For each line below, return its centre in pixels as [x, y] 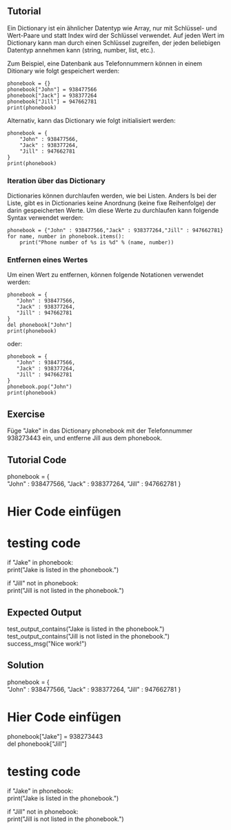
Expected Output [44, 612]
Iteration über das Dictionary [56, 180]
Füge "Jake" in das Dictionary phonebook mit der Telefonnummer [100, 431]
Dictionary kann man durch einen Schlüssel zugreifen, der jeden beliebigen [114, 43]
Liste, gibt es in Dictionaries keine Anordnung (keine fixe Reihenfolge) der [111, 203]
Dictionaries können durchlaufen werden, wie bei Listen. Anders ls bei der [112, 196]
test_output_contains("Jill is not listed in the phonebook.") [89, 636]
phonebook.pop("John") [40, 387]
